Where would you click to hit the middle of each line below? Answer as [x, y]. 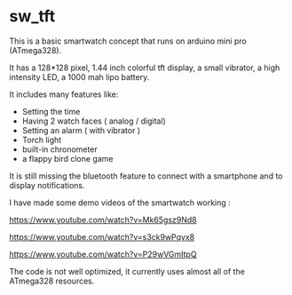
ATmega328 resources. [52, 281]
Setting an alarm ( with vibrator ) [81, 130]
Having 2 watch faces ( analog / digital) [94, 121]
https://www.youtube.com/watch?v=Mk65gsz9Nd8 [103, 219]
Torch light [42, 140]
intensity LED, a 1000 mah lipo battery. [79, 76]
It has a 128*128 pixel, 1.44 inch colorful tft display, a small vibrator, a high [145, 68]
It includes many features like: [64, 94]
